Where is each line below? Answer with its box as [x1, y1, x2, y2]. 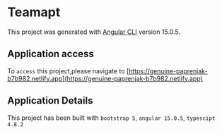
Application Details [7, 95, 93, 106]
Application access [7, 48, 94, 60]
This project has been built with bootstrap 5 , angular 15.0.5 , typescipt [7, 114, 216, 122]
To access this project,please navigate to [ [7, 66, 129, 75]
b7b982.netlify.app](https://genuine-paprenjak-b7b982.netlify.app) [7, 74, 203, 83]
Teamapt [7, 4, 61, 20]
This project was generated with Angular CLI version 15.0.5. [7, 28, 180, 36]
